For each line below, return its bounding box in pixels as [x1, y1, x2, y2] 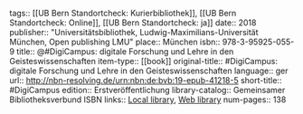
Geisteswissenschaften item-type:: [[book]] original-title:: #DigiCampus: [9, 56, 279, 66]
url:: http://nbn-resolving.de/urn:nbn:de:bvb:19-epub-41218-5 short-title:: [9, 75, 282, 85]
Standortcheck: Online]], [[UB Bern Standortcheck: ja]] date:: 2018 [9, 17, 257, 28]
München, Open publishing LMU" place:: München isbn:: [9, 36, 221, 47]
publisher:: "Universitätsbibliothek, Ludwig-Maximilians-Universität [9, 27, 260, 37]
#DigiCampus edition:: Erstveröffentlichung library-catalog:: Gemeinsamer [9, 85, 286, 95]
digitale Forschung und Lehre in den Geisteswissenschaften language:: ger [9, 65, 289, 76]
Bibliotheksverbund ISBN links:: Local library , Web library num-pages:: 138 [9, 94, 287, 105]
